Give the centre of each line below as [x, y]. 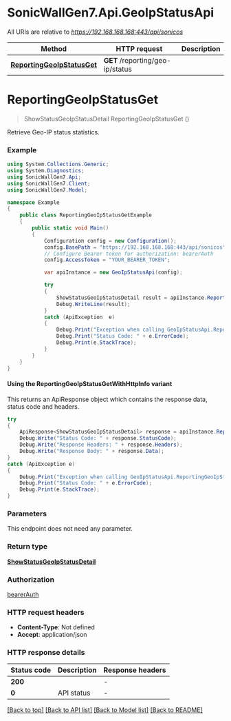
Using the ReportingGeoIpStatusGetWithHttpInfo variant [90, 384]
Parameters [27, 514]
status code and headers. [43, 406]
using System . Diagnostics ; [46, 171]
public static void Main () [70, 228]
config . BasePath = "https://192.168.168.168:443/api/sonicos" [135, 247]
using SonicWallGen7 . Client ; [49, 183]
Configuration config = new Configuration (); [110, 241]
